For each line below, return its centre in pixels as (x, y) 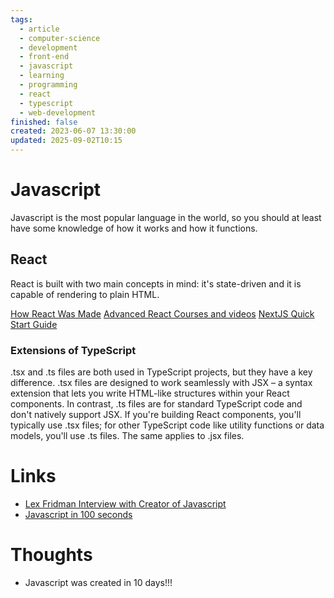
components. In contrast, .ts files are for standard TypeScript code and (156, 404)
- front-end (44, 57)
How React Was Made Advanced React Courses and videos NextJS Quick (162, 313)
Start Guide (34, 324)
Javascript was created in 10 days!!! (98, 582)
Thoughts (51, 555)
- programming (48, 85)
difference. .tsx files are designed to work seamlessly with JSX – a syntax (161, 383)
